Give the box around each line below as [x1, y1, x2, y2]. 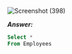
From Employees [7, 40, 52, 47]
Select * [7, 34, 33, 41]
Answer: [7, 20, 33, 28]
